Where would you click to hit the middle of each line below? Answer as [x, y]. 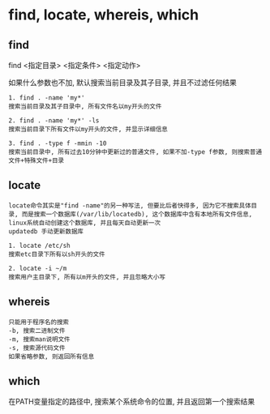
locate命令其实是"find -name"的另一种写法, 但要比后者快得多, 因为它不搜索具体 [130, 205]
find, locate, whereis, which [104, 15]
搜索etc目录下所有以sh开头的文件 [57, 254]
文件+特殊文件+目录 [36, 160]
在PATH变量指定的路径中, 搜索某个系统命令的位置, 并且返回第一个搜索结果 [132, 402]
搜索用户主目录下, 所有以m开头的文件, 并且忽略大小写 [87, 277]
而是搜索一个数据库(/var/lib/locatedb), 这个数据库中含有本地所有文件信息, [137, 214]
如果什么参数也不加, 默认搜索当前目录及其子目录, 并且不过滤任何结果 [122, 82]
